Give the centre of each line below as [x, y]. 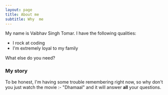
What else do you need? [30, 58]
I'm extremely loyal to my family [45, 48]
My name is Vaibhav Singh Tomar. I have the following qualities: [71, 33]
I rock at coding [29, 43]
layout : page [19, 10]
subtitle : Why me [24, 19]
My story [16, 71]
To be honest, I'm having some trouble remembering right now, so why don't [84, 82]
